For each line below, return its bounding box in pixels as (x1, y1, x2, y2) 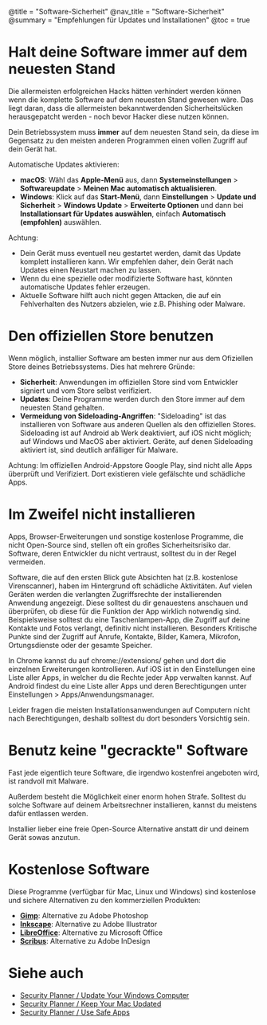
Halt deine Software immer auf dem (8, 43, 248, 61)
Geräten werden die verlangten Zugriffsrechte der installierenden (8, 589, 222, 599)
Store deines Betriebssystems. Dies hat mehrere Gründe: (8, 362, 195, 371)
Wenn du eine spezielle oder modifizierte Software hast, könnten (19, 273, 233, 283)
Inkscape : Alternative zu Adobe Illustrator (19, 919, 158, 929)
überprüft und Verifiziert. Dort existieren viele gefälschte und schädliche (8, 469, 245, 478)
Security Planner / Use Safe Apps (19, 1007, 130, 1017)
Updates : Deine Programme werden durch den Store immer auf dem (19, 394, 245, 403)
